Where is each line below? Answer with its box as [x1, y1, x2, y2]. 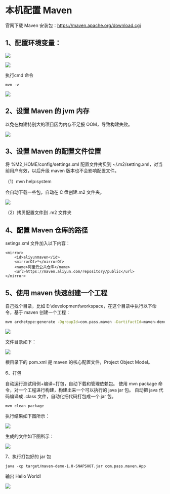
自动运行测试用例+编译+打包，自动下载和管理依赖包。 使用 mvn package [5, 380, 157, 386]
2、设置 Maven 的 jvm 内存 [5, 107, 90, 116]
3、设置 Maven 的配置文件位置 [5, 147, 101, 155]
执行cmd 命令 [5, 72, 34, 78]
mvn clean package [5, 403, 44, 408]
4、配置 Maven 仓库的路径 [5, 226, 89, 234]
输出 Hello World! [5, 473, 41, 479]
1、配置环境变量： [5, 39, 62, 47]
